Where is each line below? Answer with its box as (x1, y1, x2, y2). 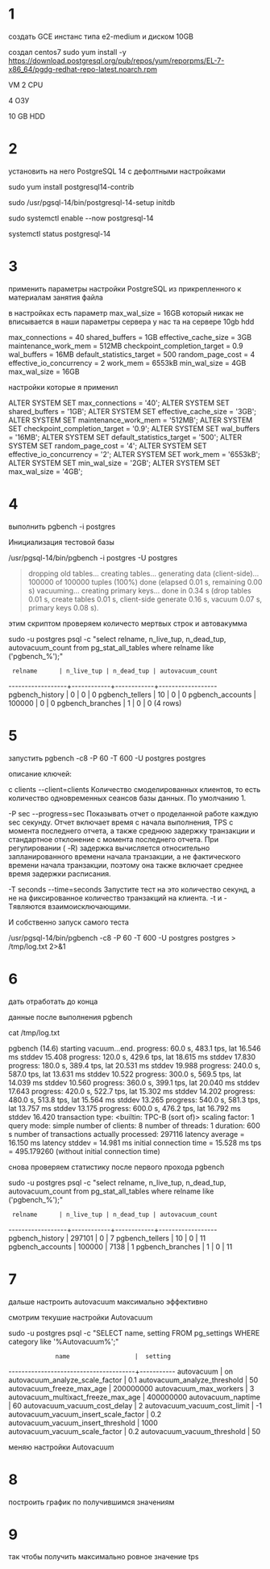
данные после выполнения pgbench (8, 1012, 133, 1022)
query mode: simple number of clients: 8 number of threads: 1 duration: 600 (8, 1120, 260, 1131)
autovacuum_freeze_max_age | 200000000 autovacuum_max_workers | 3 (8, 1383, 255, 1393)
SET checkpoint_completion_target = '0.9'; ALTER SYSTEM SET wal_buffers (8, 423, 260, 433)
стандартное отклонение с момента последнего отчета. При (8, 834, 219, 844)
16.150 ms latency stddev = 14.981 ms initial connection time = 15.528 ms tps (8, 1138, 262, 1147)
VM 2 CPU (8, 80, 44, 90)
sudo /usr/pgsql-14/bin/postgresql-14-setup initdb (8, 197, 176, 207)
